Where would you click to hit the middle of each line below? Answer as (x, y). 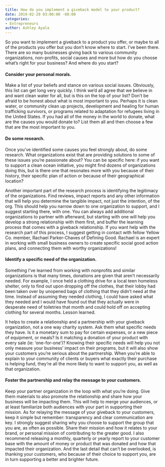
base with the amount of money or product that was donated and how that (81, 443)
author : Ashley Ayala (27, 28)
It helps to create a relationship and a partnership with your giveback (75, 322)
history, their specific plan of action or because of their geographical (75, 176)
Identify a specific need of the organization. (51, 259)
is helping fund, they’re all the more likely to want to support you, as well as (82, 363)
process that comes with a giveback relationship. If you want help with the (81, 227)
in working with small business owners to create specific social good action (82, 243)
